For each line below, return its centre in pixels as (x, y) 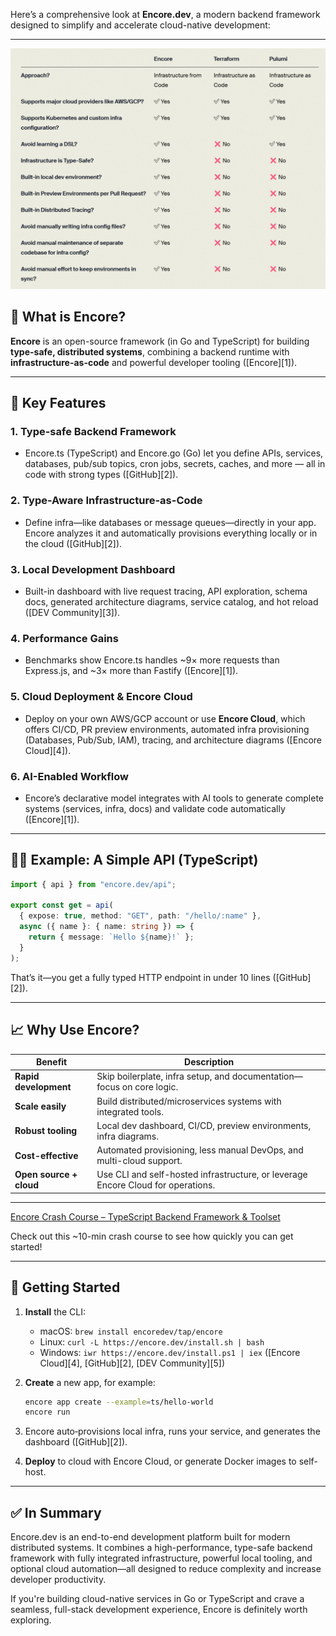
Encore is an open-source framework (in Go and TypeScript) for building (160, 341)
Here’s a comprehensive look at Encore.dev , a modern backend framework (165, 14)
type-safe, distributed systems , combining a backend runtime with (150, 351)
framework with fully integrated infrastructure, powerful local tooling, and (161, 1558)
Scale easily (40, 1106)
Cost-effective (46, 1155)
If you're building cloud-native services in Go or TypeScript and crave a (157, 1599)
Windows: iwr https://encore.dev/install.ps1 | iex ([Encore (170, 1352)
